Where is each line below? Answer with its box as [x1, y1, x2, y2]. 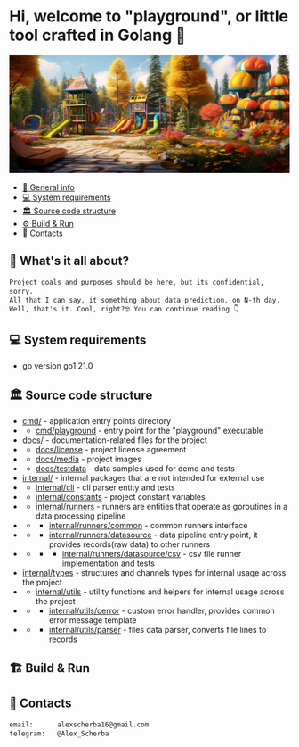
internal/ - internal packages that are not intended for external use [21, 473, 265, 484]
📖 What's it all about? [9, 253, 129, 269]
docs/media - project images [35, 453, 142, 465]
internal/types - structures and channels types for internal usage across [21, 568, 287, 578]
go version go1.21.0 [21, 361, 93, 371]
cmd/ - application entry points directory [21, 416, 172, 427]
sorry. [9, 287, 34, 296]
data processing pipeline [35, 510, 126, 521]
